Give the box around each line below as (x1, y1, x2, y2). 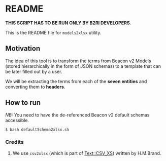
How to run (5, 98, 41, 107)
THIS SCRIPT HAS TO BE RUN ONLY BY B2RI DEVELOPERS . (5, 20, 131, 26)
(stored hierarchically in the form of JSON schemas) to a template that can (5, 63, 161, 69)
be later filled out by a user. (5, 68, 62, 74)
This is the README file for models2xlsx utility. (5, 29, 102, 35)
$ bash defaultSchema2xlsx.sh (5, 127, 70, 132)
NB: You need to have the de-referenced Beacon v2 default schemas (5, 112, 150, 118)
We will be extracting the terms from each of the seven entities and (5, 78, 147, 84)
